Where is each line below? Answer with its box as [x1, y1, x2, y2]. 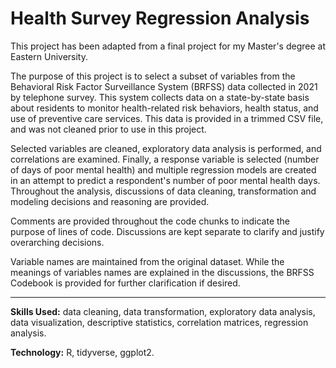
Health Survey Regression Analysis [10, 7, 310, 30]
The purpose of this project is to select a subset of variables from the [10, 70, 296, 82]
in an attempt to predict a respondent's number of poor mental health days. [10, 174, 321, 186]
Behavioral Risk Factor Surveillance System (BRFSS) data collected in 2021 [10, 80, 318, 92]
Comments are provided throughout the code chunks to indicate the [10, 215, 291, 227]
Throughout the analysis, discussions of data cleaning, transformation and [10, 185, 317, 197]
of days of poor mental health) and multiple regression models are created [10, 163, 317, 176]
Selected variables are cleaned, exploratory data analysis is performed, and [10, 142, 322, 154]
